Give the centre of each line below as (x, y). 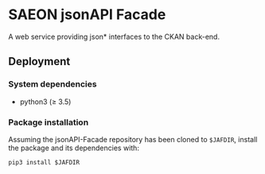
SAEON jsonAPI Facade (87, 15)
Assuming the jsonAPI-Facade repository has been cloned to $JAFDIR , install (133, 139)
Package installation (49, 122)
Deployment (39, 62)
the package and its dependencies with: (74, 148)
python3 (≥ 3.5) (45, 102)
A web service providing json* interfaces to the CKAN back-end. (114, 37)
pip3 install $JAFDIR (44, 162)
